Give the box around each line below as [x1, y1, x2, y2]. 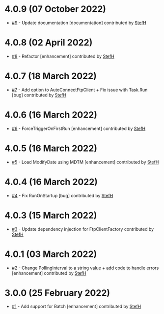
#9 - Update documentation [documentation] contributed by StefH [11, 20, 147, 26]
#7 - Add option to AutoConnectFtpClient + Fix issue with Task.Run [11, 87, 148, 93]
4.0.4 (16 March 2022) [4, 176, 98, 188]
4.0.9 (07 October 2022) [4, 3, 107, 15]
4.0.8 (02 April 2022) [4, 37, 93, 48]
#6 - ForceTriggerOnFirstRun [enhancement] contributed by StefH [11, 126, 146, 131]
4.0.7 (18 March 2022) [4, 70, 97, 82]
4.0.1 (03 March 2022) [4, 249, 97, 259]
